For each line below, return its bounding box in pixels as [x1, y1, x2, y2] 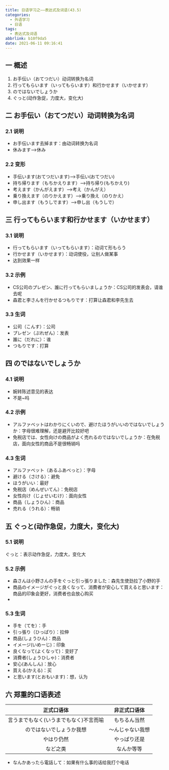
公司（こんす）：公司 [12, 323, 56, 329]
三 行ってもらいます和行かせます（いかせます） [5, 215, 154, 224]
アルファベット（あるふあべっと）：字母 [12, 467, 96, 473]
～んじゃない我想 [109, 726, 150, 733]
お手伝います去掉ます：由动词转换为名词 [12, 140, 98, 146]
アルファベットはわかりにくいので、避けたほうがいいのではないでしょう [12, 421, 165, 427]
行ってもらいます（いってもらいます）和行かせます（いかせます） [12, 82, 151, 88]
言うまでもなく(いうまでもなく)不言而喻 [8, 717, 104, 724]
